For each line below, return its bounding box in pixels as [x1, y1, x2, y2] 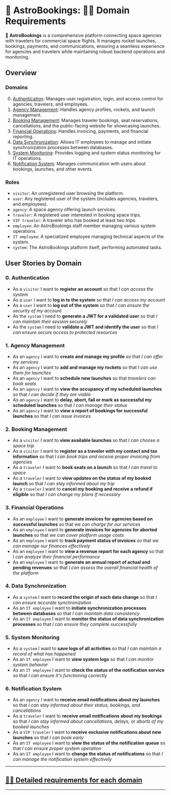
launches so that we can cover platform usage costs [12, 532, 124, 538]
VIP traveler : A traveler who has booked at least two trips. [12, 217, 136, 223]
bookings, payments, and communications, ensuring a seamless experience [5, 43, 165, 49]
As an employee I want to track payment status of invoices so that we [12, 537, 159, 543]
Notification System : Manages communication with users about [12, 160, 146, 167]
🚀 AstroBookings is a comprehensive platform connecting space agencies [5, 32, 162, 38]
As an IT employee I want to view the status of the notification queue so [12, 740, 165, 746]
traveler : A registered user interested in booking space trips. [12, 211, 141, 218]
